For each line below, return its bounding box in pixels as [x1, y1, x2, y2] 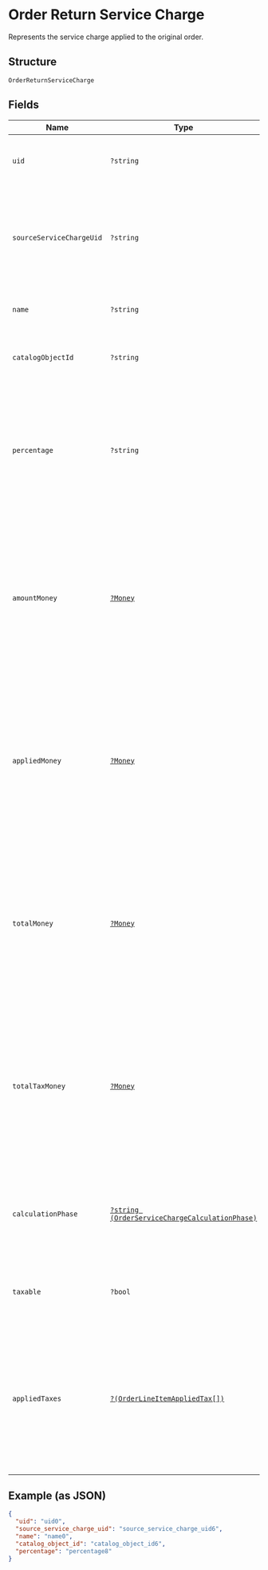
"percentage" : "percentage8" [15, 1547, 112, 1555]
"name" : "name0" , [15, 1532, 73, 1540]
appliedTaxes [12, 1394, 62, 1403]
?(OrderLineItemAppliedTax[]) [110, 1394, 225, 1403]
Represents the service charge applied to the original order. [8, 32, 203, 42]
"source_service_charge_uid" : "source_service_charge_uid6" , [15, 1525, 223, 1533]
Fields [8, 98, 40, 112]
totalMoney [12, 918, 53, 928]
